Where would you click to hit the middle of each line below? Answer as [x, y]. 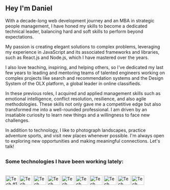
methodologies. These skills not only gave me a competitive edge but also [83, 104]
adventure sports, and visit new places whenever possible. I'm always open [85, 135]
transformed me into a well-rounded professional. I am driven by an [76, 109]
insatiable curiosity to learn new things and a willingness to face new [78, 115]
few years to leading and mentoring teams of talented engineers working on [85, 73]
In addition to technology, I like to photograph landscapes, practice [76, 130]
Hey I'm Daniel [29, 8]
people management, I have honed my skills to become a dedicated [76, 26]
